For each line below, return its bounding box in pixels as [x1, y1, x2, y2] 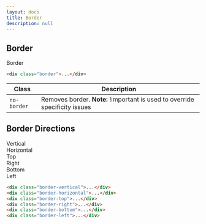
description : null [6, 20, 53, 26]
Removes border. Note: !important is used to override [40, 95, 194, 104]
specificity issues [40, 103, 91, 111]
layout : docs [6, 9, 40, 15]
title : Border [6, 15, 43, 21]
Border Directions [6, 124, 75, 134]
